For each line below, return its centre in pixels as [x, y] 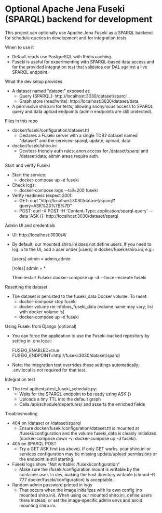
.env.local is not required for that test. [49, 370]
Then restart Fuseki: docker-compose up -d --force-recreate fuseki [79, 277]
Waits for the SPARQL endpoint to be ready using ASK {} [75, 394]
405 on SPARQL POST [34, 443]
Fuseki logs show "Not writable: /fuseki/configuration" [66, 464]
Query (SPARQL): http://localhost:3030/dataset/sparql [73, 96]
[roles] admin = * [29, 268]
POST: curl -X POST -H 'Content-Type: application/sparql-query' [83, 211]
